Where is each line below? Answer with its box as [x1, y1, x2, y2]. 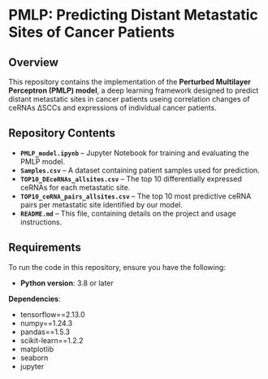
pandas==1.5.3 [19, 327, 71, 337]
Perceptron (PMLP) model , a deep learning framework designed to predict [8, 85, 259, 95]
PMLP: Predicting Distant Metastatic [8, 6, 258, 24]
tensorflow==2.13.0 [19, 309, 85, 319]
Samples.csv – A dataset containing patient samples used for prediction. [19, 165, 260, 175]
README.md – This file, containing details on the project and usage [19, 208, 237, 218]
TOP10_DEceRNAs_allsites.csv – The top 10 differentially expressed [19, 173, 242, 184]
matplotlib [19, 344, 54, 354]
